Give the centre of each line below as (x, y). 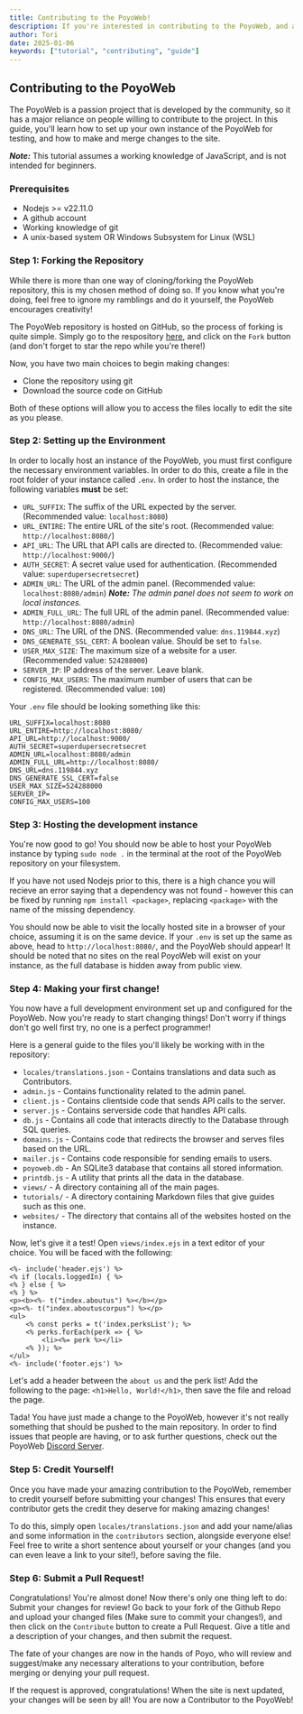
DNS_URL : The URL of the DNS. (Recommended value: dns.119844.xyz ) (151, 631)
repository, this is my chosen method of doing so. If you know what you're (147, 290)
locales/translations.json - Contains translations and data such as (149, 1072)
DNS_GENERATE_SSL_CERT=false (64, 778)
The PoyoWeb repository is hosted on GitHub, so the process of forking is (147, 327)
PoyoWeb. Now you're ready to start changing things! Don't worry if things (148, 1018)
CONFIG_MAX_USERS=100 (50, 801)
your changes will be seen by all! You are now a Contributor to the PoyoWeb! (151, 1700)
